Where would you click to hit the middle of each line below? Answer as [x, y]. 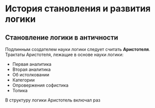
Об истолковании [31, 75]
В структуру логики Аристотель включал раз [53, 100]
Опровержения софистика [40, 85]
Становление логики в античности [62, 37]
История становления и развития [78, 9]
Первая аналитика [32, 64]
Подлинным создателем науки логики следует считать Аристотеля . [77, 49]
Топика [20, 90]
